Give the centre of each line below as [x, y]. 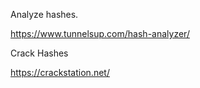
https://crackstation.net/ [60, 72]
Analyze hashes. [44, 14]
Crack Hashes [39, 53]
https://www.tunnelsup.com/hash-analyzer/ [100, 33]
